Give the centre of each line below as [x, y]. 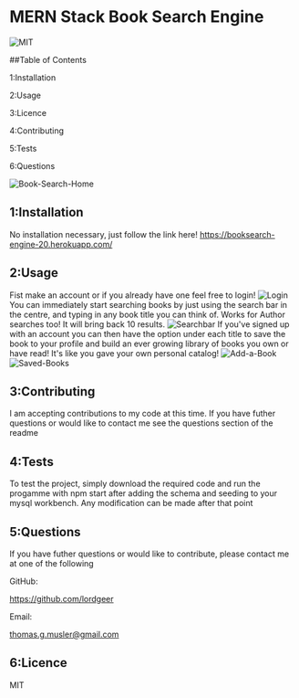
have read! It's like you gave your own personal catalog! [114, 353]
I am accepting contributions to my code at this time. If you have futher [143, 414]
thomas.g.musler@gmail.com [64, 634]
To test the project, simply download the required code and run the [135, 484]
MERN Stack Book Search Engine [137, 17]
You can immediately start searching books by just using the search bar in [149, 304]
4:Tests [32, 462]
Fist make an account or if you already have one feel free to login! [133, 295]
